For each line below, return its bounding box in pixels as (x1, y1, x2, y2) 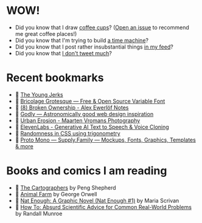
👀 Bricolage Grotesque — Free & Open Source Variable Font (15, 97, 165, 105)
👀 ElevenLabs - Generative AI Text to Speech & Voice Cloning (15, 123, 169, 131)
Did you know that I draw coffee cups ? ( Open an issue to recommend (15, 24, 190, 31)
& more (15, 142, 33, 149)
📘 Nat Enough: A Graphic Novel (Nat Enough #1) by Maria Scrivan (15, 197, 179, 204)
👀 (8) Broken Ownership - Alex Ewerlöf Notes (15, 104, 129, 111)
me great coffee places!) (15, 30, 77, 37)
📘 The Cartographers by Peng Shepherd (15, 184, 117, 191)
